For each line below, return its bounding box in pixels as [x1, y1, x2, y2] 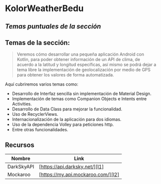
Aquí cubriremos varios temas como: [5, 81, 78, 87]
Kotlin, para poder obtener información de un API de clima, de [16, 57, 140, 62]
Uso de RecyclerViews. [12, 111, 59, 117]
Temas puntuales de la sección [5, 22, 102, 31]
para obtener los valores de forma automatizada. [16, 72, 115, 78]
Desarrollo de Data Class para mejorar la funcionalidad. [12, 106, 122, 112]
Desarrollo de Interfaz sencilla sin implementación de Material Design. [12, 91, 152, 97]
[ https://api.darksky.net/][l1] [39, 163, 104, 170]
